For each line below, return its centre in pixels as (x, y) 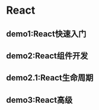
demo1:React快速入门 (46, 34)
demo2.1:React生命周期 (50, 78)
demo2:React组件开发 (47, 56)
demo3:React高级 (39, 100)
